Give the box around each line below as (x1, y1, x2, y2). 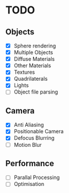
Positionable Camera (13, 128, 64, 135)
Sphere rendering (13, 42, 56, 49)
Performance (5, 158, 55, 168)
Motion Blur (13, 141, 42, 148)
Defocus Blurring (13, 135, 55, 142)
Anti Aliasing (13, 121, 44, 129)
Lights (13, 82, 29, 89)
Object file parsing (13, 88, 59, 95)
